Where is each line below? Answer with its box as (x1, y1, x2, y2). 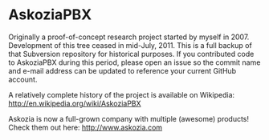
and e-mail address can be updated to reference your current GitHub (8, 66, 237, 75)
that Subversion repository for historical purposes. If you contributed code (8, 49, 255, 58)
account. (8, 74, 38, 84)
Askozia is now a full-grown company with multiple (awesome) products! (8, 114, 250, 123)
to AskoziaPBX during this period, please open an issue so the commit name (8, 58, 261, 67)
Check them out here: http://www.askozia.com (8, 122, 163, 132)
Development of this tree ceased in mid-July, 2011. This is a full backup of (8, 40, 253, 50)
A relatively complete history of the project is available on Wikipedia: (8, 90, 235, 99)
